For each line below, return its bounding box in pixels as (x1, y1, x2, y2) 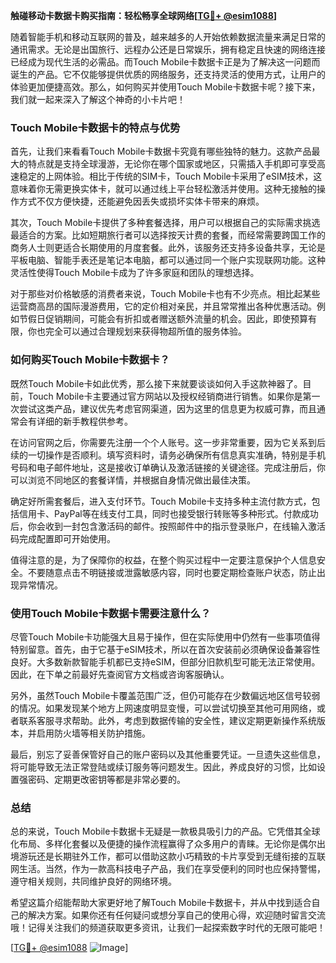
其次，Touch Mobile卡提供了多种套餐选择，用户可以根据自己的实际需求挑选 (10, 217, 321, 229)
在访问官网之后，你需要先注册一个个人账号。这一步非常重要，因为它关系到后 (10, 436, 326, 448)
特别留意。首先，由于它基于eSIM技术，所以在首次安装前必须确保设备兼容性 (10, 643, 321, 655)
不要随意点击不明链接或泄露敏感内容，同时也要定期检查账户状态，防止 (27, 566, 317, 578)
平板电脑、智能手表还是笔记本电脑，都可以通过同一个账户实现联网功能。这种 (10, 254, 326, 266)
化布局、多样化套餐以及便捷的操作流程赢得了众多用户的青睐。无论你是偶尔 (10, 838, 317, 850)
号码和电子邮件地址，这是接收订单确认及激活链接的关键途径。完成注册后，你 (10, 461, 326, 473)
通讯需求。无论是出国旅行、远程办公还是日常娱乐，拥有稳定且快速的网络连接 (10, 44, 326, 55)
